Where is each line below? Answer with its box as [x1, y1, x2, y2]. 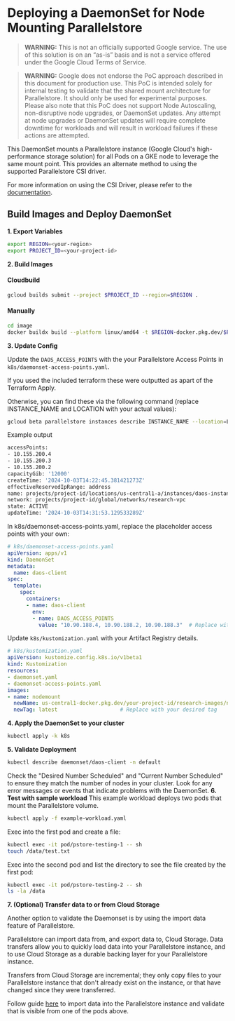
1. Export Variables [7, 226, 63, 236]
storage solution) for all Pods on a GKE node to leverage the [46, 152, 219, 161]
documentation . [7, 188, 53, 196]
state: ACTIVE [7, 503, 49, 510]
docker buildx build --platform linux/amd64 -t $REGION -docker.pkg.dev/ [7, 328, 224, 336]
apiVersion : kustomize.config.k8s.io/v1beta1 [7, 654, 142, 661]
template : [13, 582, 42, 590]
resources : [7, 668, 39, 675]
